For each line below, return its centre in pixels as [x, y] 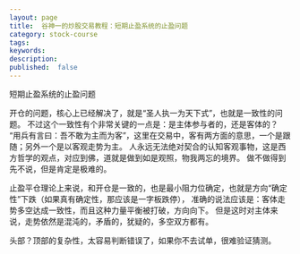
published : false [43, 68]
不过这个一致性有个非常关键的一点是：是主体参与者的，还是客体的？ [152, 124]
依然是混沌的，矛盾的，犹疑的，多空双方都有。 [126, 221]
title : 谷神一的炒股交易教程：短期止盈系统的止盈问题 [99, 26]
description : [34, 59]
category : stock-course [54, 34]
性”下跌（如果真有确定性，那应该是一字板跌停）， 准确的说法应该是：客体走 [148, 199]
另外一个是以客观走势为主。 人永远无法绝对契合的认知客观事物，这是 [151, 146]
